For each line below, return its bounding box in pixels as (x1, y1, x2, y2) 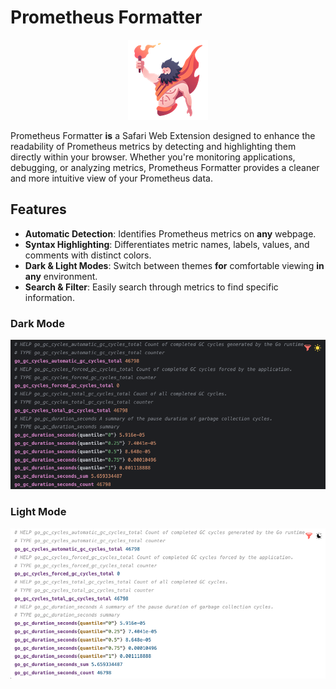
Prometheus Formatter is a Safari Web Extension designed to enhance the (10, 129, 316, 141)
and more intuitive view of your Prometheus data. (10, 172, 213, 184)
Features (10, 201, 67, 218)
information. (24, 291, 75, 303)
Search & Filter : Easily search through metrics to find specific (24, 281, 279, 293)
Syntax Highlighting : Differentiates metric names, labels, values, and (24, 238, 310, 250)
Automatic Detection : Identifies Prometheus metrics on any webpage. (24, 227, 317, 240)
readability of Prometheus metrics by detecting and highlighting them (10, 140, 297, 152)
